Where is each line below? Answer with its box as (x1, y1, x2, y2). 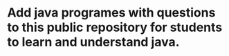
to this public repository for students (7, 19, 223, 35)
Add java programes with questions (7, 5, 216, 21)
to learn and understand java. (7, 35, 180, 50)
